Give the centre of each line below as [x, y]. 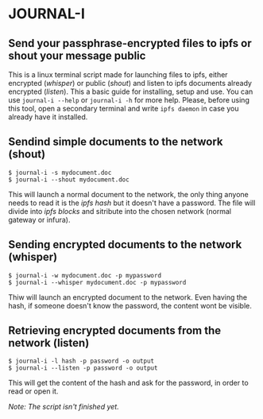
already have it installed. [48, 117]
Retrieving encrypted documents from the [115, 331]
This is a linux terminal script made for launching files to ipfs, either [118, 75]
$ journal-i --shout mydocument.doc [69, 180]
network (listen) [49, 343]
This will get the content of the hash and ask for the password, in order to [128, 383]
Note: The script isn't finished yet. [64, 407]
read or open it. [33, 391]
